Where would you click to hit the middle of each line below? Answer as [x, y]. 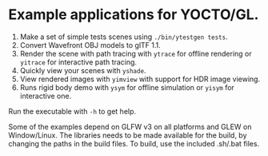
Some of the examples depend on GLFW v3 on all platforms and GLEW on [130, 127]
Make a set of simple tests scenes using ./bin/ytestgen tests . [124, 37]
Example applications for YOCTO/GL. [134, 15]
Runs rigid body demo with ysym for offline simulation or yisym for [127, 87]
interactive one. [46, 96]
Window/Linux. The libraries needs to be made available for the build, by [128, 135]
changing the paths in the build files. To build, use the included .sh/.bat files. [134, 143]
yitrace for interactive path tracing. [78, 62]
